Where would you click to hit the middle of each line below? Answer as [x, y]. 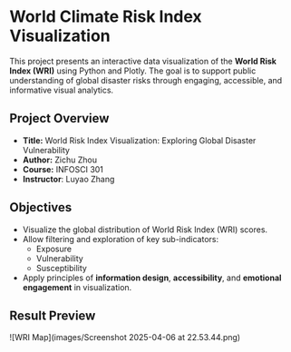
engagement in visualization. [77, 287]
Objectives [41, 207]
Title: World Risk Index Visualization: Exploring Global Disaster [139, 140]
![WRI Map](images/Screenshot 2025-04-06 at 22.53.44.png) [125, 337]
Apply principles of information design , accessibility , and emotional [152, 278]
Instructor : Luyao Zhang [68, 179]
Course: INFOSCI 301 [63, 169]
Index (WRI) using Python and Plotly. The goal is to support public [133, 71]
